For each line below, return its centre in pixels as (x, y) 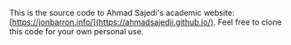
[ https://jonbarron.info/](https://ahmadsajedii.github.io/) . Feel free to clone (145, 22)
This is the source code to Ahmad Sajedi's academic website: (122, 13)
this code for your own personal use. (77, 31)
